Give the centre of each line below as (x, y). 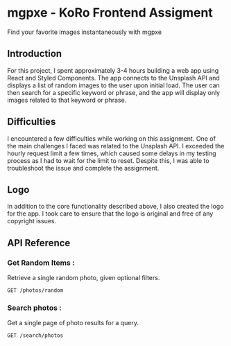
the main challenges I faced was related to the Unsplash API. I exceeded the (116, 146)
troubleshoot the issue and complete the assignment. (83, 168)
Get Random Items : (41, 263)
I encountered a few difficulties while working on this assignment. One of (112, 138)
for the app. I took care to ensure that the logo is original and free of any (110, 214)
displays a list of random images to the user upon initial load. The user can (113, 85)
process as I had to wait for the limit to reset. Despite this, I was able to (108, 160)
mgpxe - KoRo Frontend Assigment (110, 13)
